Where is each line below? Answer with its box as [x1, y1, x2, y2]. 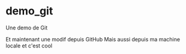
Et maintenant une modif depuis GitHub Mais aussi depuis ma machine [5, 35, 181, 43]
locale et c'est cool [5, 42, 52, 49]
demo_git [5, 4, 53, 18]
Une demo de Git [5, 24, 48, 31]
